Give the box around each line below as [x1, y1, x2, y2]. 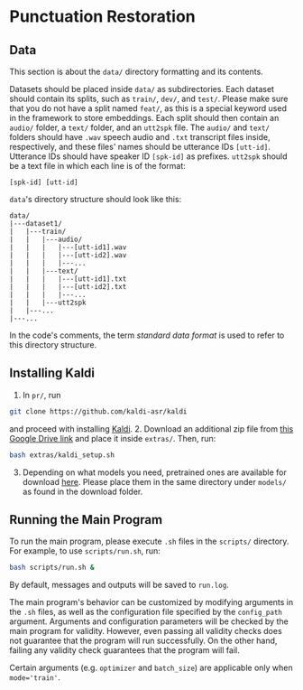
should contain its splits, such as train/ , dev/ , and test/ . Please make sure [9, 93, 289, 104]
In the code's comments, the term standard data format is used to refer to [9, 330, 285, 340]
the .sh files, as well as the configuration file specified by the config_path [9, 607, 282, 618]
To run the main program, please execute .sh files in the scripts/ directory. [9, 536, 289, 547]
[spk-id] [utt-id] [9, 178, 78, 187]
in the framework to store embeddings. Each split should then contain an [9, 113, 280, 123]
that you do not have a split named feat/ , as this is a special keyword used [9, 103, 287, 114]
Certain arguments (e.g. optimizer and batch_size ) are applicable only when [9, 662, 293, 674]
